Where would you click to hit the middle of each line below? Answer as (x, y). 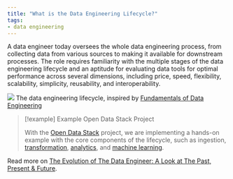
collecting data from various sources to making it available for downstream (115, 54)
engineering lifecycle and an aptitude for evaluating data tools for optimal (113, 69)
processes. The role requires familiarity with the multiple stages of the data (115, 62)
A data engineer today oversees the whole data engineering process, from (114, 47)
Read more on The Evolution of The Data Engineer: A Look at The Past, (110, 161)
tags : (15, 20)
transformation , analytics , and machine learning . (94, 148)
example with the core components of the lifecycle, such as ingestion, (125, 140)
